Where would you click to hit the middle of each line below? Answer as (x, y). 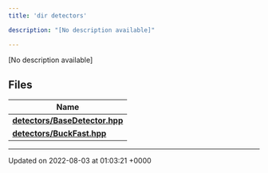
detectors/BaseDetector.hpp (68, 120)
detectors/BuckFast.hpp (59, 134)
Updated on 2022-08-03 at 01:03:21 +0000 (80, 161)
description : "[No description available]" (82, 30)
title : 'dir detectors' (48, 16)
